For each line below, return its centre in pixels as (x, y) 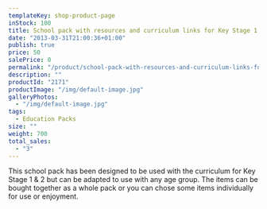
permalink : (26, 68)
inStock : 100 (30, 23)
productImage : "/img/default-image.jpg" (76, 89)
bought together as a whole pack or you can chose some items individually (131, 188)
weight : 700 (28, 134)
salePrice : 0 (30, 60)
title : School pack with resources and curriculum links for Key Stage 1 (133, 30)
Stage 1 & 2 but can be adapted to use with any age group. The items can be (133, 180)
